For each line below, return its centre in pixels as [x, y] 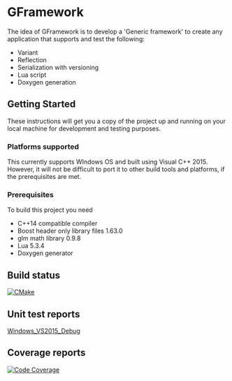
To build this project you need [50, 210]
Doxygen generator [45, 253]
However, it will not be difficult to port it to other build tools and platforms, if [116, 169]
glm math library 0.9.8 [49, 238]
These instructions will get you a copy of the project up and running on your [116, 121]
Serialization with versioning [58, 67]
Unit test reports [44, 314]
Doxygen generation [47, 82]
